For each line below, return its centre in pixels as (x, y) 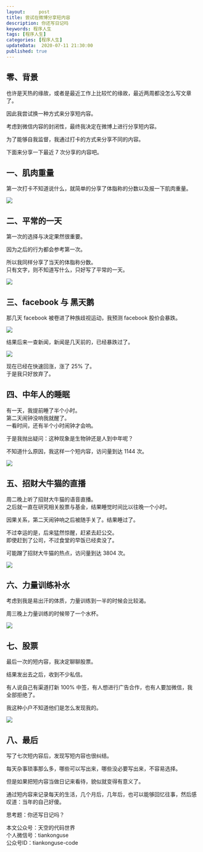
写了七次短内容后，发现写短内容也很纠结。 (59, 756)
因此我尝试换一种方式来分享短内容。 (51, 113)
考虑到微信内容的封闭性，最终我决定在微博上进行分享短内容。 (83, 126)
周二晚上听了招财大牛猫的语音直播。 (51, 499)
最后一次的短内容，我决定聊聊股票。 (51, 662)
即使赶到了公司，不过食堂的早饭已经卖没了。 (62, 540)
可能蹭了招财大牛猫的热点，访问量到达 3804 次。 (67, 553)
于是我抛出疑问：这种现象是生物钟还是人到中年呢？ (70, 438)
